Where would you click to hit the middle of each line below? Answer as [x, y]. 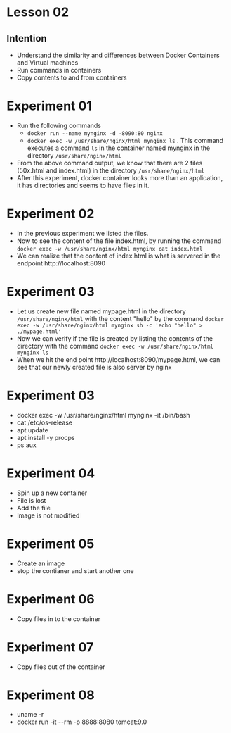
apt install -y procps [46, 437]
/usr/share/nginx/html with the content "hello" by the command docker [120, 318]
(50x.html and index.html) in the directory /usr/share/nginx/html [111, 170]
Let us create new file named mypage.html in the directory [101, 311]
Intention [27, 38]
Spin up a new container [52, 493]
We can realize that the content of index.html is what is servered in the [119, 256]
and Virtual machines [47, 63]
